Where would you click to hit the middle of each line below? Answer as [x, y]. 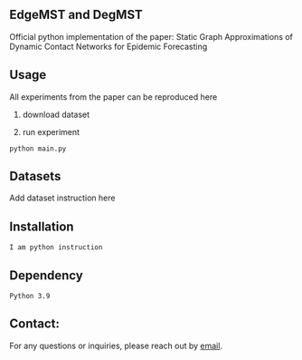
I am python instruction [56, 248]
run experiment [51, 131]
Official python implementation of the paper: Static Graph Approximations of [151, 36]
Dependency [46, 275]
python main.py [38, 149]
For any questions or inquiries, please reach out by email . [116, 345]
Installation [42, 226]
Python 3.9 [30, 297]
